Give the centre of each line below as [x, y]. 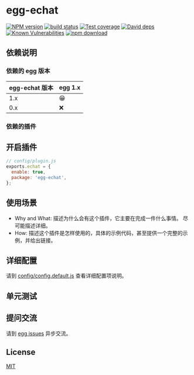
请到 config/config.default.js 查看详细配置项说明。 [67, 276]
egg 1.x [70, 87]
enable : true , [28, 172]
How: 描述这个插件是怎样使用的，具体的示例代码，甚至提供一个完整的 [98, 233]
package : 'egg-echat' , [39, 177]
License [21, 352]
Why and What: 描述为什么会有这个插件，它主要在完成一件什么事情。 [98, 218]
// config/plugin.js [31, 161]
